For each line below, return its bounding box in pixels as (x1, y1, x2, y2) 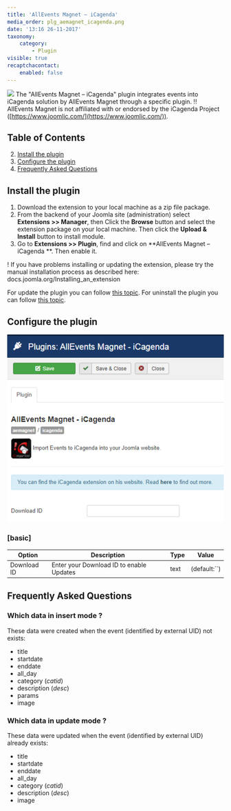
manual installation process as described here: (7, 268, 140, 276)
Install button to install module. (16, 232, 105, 241)
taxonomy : (7, 33, 36, 40)
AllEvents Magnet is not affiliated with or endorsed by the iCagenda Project (7, 104, 220, 113)
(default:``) (190, 564, 221, 572)
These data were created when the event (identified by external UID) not (7, 626, 212, 634)
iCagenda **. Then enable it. (16, 247, 98, 255)
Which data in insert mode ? (7, 611, 103, 621)
